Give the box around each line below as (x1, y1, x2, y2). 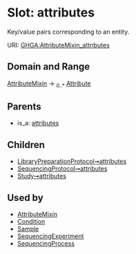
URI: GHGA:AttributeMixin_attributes (7, 41, 110, 49)
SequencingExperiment (17, 232, 84, 240)
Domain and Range (7, 61, 90, 73)
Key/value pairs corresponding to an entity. (7, 28, 130, 36)
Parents (7, 100, 41, 112)
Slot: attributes (7, 5, 95, 21)
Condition (17, 217, 46, 225)
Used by (7, 191, 43, 204)
